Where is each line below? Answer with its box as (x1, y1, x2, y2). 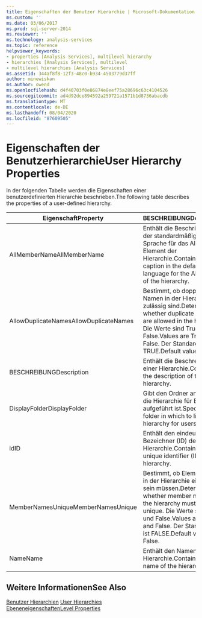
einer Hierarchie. (142, 364, 190, 373)
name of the (142, 562, 177, 570)
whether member (142, 492, 192, 500)
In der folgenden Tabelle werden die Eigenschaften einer (6, 187, 147, 194)
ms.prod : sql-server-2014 (6, 25, 71, 32)
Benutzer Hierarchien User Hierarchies (6, 598, 102, 605)
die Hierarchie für (142, 397, 192, 405)
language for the (142, 270, 190, 278)
